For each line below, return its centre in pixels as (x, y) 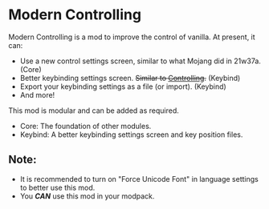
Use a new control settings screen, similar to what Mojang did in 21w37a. (140, 61)
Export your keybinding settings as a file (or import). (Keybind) (123, 86)
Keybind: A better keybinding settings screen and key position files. (131, 135)
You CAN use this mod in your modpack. (87, 196)
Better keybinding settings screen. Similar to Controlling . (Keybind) (130, 78)
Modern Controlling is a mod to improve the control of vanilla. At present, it (132, 37)
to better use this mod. (57, 187)
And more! (37, 94)
